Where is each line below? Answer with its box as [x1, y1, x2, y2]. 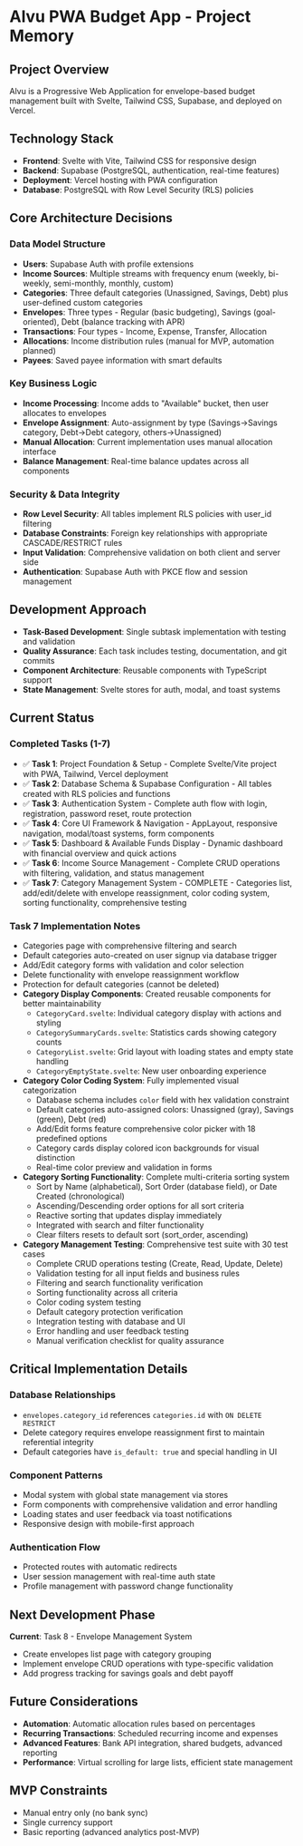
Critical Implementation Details [9, 1362, 188, 1377]
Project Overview [9, 62, 109, 77]
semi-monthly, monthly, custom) [52, 277, 175, 288]
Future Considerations [9, 1694, 138, 1710]
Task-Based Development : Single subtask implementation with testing [22, 626, 287, 636]
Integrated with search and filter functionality [35, 1219, 204, 1230]
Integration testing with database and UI [35, 1316, 185, 1326]
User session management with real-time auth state [22, 1571, 215, 1582]
